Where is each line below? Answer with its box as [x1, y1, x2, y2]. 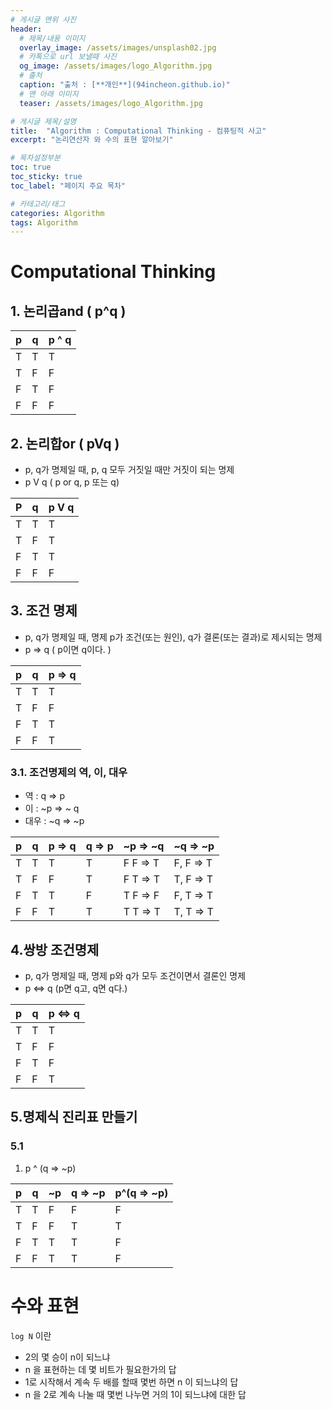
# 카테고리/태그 [10, 199, 66, 209]
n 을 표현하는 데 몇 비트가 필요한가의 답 [24, 1363, 177, 1375]
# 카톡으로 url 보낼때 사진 [19, 52, 118, 62]
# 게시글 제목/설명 [10, 116, 77, 126]
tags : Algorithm [10, 217, 78, 228]
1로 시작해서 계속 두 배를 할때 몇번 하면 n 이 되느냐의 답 [24, 1376, 239, 1388]
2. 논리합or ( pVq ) [10, 435, 120, 452]
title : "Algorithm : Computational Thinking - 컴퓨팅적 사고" [10, 126, 267, 136]
